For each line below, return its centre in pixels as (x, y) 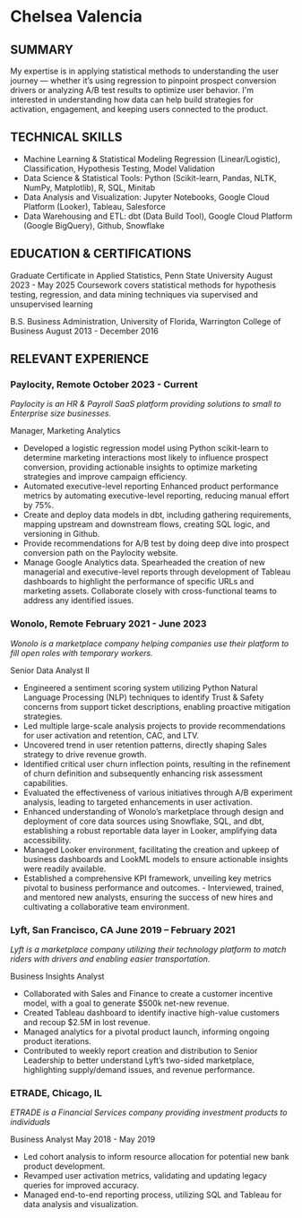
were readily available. (65, 868)
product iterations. (57, 1041)
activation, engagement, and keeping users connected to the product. (139, 109)
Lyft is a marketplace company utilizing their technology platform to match (148, 949)
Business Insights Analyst (57, 976)
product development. (64, 1166)
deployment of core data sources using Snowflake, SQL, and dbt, (143, 821)
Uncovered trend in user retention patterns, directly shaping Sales (145, 745)
